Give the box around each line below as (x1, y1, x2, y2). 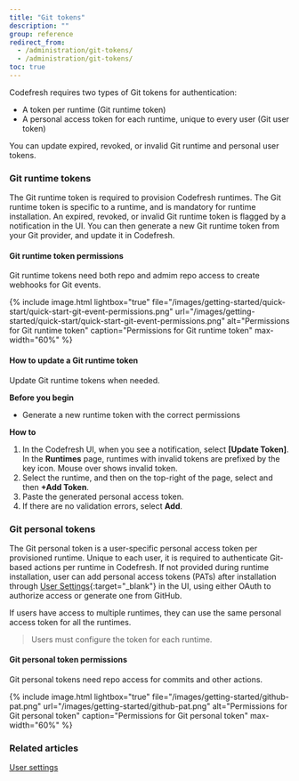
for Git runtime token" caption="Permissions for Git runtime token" (9, 326, 254, 336)
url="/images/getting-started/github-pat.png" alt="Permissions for (43, 701, 287, 712)
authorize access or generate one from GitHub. (9, 590, 182, 600)
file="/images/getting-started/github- (151, 691, 289, 703)
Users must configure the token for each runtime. (30, 633, 213, 645)
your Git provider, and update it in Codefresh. (9, 230, 175, 241)
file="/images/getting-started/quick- (151, 297, 287, 308)
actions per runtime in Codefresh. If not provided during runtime (34, 561, 270, 572)
